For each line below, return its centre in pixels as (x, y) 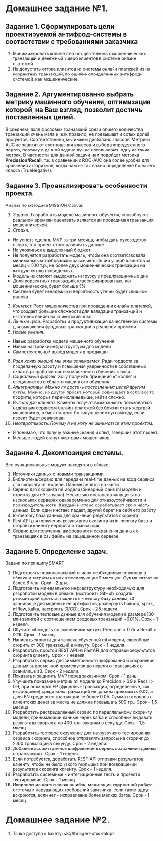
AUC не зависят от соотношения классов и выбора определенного (75, 145)
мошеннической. (30, 225)
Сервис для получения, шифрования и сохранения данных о (75, 531)
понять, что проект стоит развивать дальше (58, 244)
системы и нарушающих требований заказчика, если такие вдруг (81, 790)
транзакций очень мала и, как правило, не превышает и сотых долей (78, 134)
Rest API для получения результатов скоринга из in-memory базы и (82, 521)
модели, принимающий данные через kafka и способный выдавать (82, 718)
